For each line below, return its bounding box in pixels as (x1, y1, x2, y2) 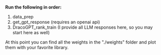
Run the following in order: (5, 4, 62, 10)
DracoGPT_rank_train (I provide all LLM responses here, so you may (12, 24, 153, 30)
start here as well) (12, 30, 50, 35)
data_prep (12, 14, 34, 19)
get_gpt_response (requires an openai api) (12, 19, 100, 25)
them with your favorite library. (5, 45, 69, 50)
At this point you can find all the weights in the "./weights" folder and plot (5, 39, 156, 45)
